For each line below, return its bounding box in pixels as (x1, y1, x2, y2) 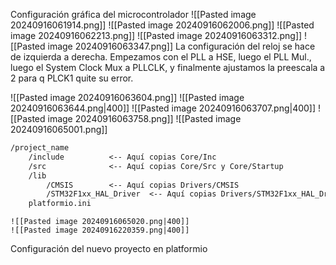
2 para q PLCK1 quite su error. (10, 72, 134, 84)
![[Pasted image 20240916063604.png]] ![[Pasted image (10, 92, 245, 103)
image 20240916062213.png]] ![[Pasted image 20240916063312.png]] (10, 30, 303, 41)
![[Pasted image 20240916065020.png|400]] (10, 217, 190, 227)
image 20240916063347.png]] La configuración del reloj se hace (47, 40, 316, 52)
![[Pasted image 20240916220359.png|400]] (10, 225, 190, 236)
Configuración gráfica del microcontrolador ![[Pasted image (10, 9, 257, 20)
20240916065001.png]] (10, 124, 108, 135)
